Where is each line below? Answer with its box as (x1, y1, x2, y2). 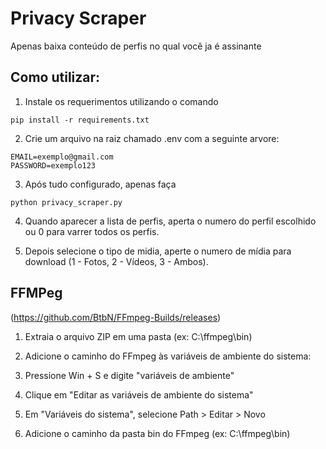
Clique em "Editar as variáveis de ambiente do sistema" (24, 388, 254, 401)
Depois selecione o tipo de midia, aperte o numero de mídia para (24, 245, 292, 257)
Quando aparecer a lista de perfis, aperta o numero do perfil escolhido (24, 215, 317, 227)
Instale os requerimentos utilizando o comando (24, 95, 219, 107)
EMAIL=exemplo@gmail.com (10, 152, 114, 162)
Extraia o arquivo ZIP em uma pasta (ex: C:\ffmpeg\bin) (24, 330, 253, 342)
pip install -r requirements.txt (10, 115, 150, 125)
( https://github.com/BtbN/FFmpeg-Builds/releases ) (10, 311, 222, 323)
